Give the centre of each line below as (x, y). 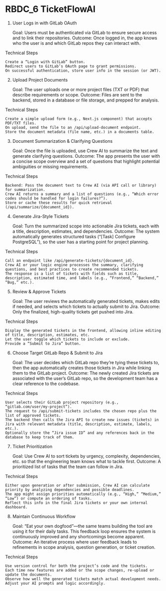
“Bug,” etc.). (20, 282)
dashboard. (16, 507)
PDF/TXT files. (21, 123)
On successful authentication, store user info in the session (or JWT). (83, 71)
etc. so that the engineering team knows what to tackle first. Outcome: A (86, 461)
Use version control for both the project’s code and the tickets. (77, 566)
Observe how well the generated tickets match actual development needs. (83, 579)
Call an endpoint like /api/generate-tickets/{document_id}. (70, 260)
